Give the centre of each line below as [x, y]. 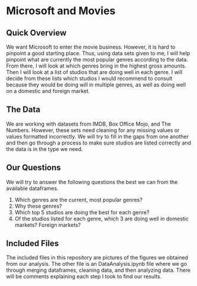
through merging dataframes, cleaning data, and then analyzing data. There [98, 270]
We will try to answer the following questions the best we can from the [92, 182]
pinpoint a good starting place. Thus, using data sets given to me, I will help [98, 53]
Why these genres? [38, 206]
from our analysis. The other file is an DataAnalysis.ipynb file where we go [97, 264]
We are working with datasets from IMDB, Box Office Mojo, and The [89, 124]
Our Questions [33, 168]
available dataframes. [33, 188]
